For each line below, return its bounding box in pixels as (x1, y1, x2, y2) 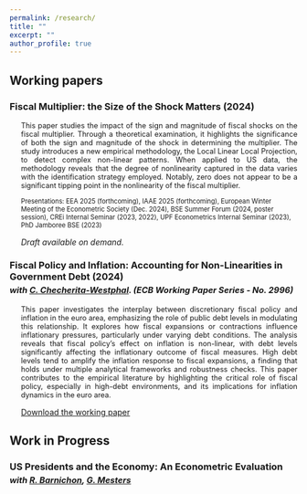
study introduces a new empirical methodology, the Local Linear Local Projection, (21, 146, 298, 156)
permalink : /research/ (9, 13, 96, 23)
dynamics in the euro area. (21, 390, 111, 400)
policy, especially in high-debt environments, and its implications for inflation (21, 381, 298, 391)
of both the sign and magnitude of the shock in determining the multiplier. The (21, 138, 298, 147)
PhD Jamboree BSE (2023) (21, 220, 102, 229)
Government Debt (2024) (9, 270, 124, 283)
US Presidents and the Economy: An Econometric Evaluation (9, 460, 283, 473)
